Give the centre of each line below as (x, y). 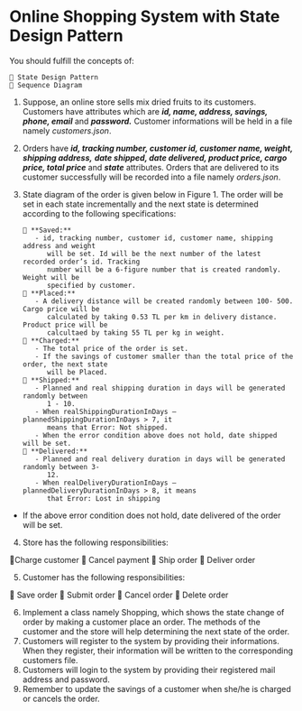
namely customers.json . (67, 130)
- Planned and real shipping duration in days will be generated (160, 388)
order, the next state (65, 364)
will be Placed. (77, 372)
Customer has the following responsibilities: (104, 577)
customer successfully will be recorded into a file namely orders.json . (151, 177)
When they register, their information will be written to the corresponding (158, 651)
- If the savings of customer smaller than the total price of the (164, 356)
